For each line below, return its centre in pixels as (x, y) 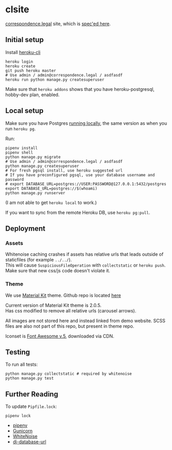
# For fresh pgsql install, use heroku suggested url (64, 171)
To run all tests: (22, 364)
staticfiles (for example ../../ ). (39, 260)
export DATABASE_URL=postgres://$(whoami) (51, 189)
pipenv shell (19, 153)
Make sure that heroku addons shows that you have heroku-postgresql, (80, 89)
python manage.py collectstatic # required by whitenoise (69, 374)
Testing (18, 352)
